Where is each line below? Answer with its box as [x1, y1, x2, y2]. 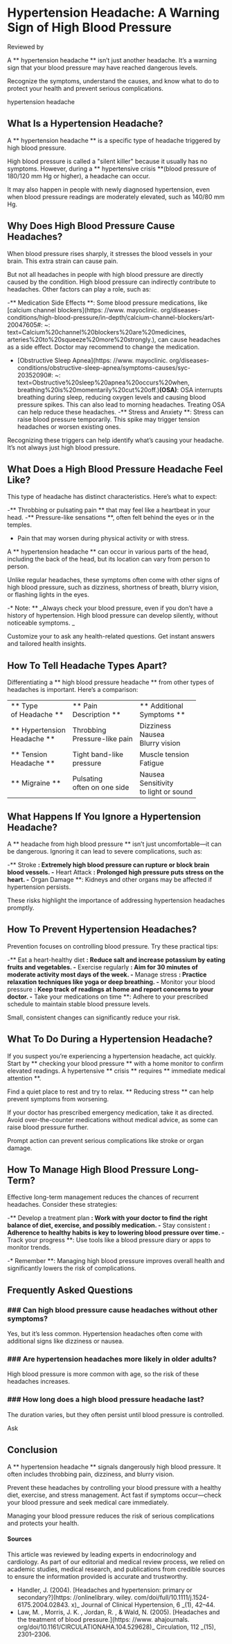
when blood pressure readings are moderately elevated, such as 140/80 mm [7, 192, 225, 201]
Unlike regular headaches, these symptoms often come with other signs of [7, 576, 220, 584]
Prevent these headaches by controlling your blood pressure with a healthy [7, 1483, 222, 1491]
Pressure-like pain [72, 734, 133, 744]
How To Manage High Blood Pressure [7, 1164, 171, 1176]
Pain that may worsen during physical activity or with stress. [17, 534, 189, 543]
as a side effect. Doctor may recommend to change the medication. [7, 342, 199, 351]
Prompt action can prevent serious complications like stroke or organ [7, 1136, 204, 1144]
